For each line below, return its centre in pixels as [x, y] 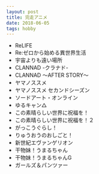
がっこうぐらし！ [36, 128]
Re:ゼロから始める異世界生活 [50, 53]
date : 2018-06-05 [28, 23]
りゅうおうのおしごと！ [44, 135]
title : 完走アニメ [27, 17]
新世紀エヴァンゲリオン [44, 143]
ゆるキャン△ [31, 105]
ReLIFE [24, 46]
